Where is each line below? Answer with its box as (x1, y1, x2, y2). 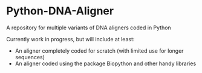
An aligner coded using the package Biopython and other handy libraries (15, 60, 197, 67)
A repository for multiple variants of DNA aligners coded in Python (6, 24, 171, 31)
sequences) (15, 53, 45, 60)
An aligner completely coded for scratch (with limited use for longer (15, 47, 184, 54)
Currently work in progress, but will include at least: (6, 35, 135, 42)
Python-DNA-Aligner (6, 4, 114, 18)
